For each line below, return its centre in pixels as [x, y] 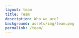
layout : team [19, 10]
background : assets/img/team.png [40, 23]
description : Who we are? [32, 19]
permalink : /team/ [24, 28]
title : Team [17, 14]
